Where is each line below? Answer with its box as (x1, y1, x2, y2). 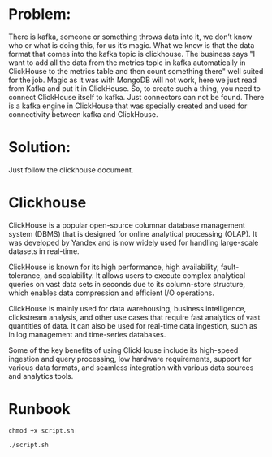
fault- (220, 262, 240, 272)
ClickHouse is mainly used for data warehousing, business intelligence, (8, 303, 247, 313)
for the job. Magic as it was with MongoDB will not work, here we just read (8, 75, 257, 85)
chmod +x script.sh (8, 426, 75, 435)
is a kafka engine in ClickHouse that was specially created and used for (8, 101, 248, 111)
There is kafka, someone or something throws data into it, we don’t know (8, 32, 253, 41)
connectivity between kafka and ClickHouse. (8, 109, 158, 119)
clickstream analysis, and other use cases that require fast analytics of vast (8, 312, 261, 322)
